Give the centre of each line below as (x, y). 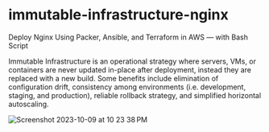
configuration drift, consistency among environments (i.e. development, (127, 87)
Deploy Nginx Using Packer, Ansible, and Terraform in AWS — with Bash (128, 37)
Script (18, 45)
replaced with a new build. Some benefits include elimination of (114, 78)
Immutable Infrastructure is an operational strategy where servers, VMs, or (132, 61)
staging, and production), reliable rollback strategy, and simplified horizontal (135, 95)
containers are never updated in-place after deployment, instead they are (130, 69)
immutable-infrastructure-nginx (119, 15)
